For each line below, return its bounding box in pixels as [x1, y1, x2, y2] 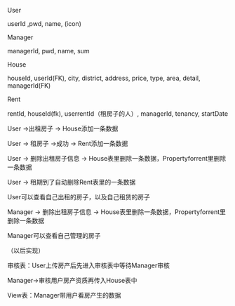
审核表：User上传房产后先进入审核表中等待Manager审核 [7, 261, 170, 270]
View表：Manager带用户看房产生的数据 [7, 291, 121, 299]
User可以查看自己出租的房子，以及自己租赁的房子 [7, 193, 151, 201]
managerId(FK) [7, 81, 51, 90]
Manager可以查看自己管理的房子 [7, 232, 101, 239]
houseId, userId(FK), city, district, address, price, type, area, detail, [7, 74, 201, 82]
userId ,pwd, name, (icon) [7, 20, 82, 27]
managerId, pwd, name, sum [7, 47, 90, 55]
